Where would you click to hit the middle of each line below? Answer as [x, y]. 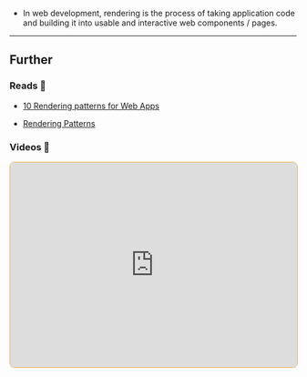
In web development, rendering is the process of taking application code [159, 13]
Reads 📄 [28, 86]
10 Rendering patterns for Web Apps [91, 106]
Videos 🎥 [30, 147]
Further [31, 60]
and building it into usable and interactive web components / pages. [150, 23]
